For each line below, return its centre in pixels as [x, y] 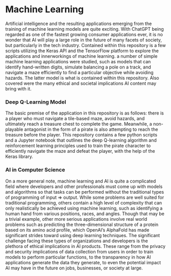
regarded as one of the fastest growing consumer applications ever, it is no [84, 34]
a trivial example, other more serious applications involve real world [76, 219]
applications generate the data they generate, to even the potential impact [83, 262]
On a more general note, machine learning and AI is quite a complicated [81, 181]
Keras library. [19, 156]
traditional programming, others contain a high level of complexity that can [84, 202]
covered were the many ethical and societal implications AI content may [81, 83]
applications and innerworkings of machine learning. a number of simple [81, 56]
